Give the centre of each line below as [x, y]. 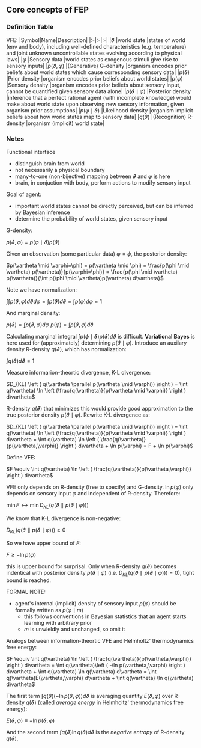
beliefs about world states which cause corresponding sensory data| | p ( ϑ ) [98, 72]
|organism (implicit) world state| [65, 123]
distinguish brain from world [50, 163]
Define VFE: [21, 457]
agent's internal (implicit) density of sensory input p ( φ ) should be [95, 604]
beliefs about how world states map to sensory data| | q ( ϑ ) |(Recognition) [96, 117]
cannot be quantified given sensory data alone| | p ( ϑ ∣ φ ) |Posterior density [98, 91]
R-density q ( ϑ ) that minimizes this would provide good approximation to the [100, 408]
